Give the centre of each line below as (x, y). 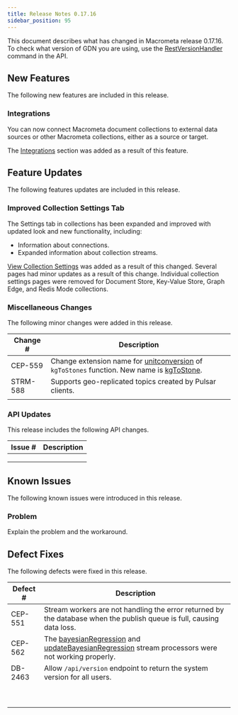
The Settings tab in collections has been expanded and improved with (109, 224)
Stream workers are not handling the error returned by (134, 610)
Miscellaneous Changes (50, 307)
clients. (63, 391)
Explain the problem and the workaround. (68, 532)
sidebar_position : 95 (39, 21)
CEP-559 (27, 366)
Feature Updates (45, 173)
